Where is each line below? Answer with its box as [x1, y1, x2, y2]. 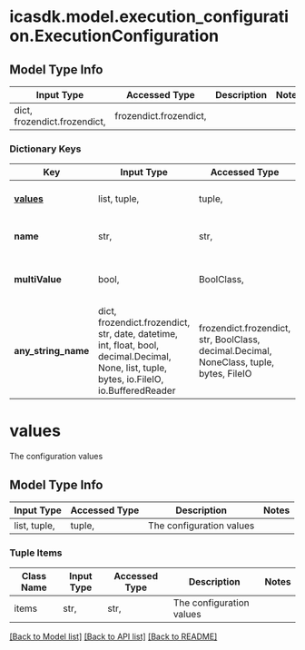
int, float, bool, [98, 339, 159, 351]
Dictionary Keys [9, 143, 82, 155]
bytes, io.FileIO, [98, 373, 164, 386]
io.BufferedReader [98, 384, 176, 397]
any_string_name [14, 345, 90, 358]
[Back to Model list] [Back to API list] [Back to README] [9, 631, 218, 642]
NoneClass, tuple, [198, 356, 275, 369]
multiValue [14, 273, 62, 286]
